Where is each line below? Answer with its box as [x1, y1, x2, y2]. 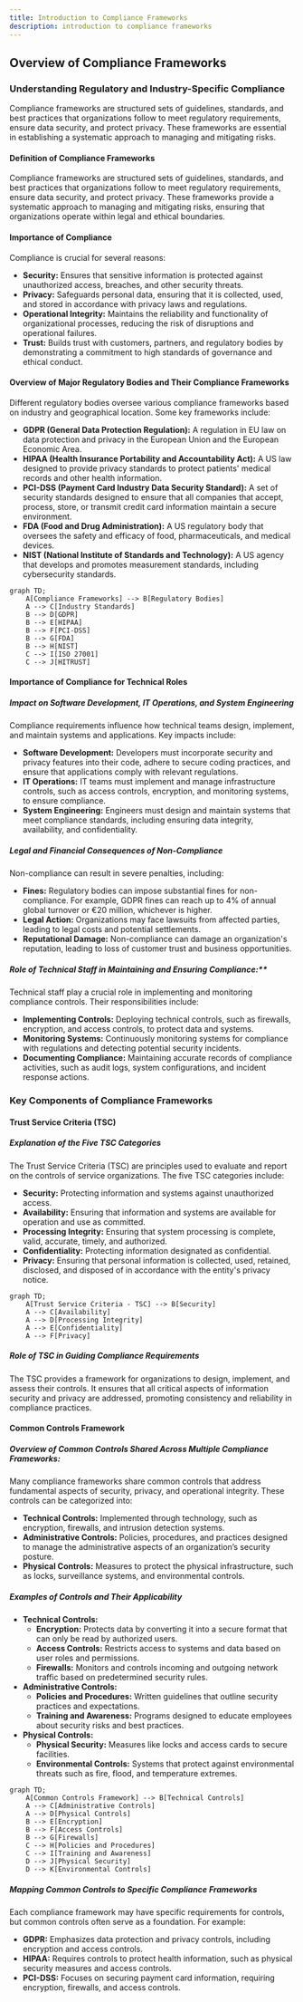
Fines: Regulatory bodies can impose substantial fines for [22, 885, 238, 897]
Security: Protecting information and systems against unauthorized [22, 1188, 274, 1198]
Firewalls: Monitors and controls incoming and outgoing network [35, 1662, 279, 1673]
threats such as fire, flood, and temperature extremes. [35, 1768, 238, 1779]
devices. [22, 540, 55, 551]
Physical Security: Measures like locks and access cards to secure [35, 1739, 288, 1750]
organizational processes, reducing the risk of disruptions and [22, 318, 254, 329]
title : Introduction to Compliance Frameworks [9, 13, 188, 23]
